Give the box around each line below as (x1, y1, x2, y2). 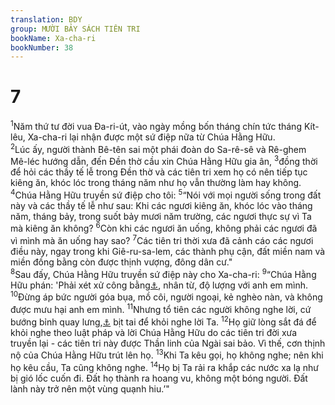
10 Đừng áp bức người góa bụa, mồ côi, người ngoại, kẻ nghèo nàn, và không (10, 289, 323, 303)
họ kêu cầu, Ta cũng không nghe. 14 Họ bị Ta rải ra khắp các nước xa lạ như (10, 360, 320, 374)
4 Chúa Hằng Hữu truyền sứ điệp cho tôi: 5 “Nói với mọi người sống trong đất (10, 187, 322, 201)
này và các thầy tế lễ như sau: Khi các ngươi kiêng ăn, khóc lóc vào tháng (10, 199, 313, 211)
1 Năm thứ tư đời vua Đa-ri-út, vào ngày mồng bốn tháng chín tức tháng (10, 119, 302, 132)
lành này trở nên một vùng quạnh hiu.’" (10, 383, 170, 395)
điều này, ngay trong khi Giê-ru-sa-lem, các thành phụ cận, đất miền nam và (10, 246, 326, 258)
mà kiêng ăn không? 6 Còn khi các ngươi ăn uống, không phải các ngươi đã (10, 221, 318, 235)
